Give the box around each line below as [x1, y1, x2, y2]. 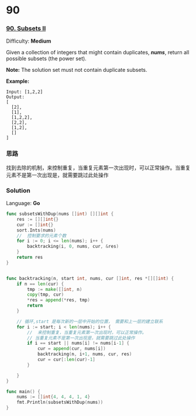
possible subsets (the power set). [6, 55, 87, 62]
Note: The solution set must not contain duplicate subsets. [6, 67, 147, 74]
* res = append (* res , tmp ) [27, 297, 91, 303]
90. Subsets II [6, 25, 46, 33]
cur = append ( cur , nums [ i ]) [37, 346, 106, 352]
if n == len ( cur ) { [16, 281, 64, 287]
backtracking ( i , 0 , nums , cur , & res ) [27, 244, 119, 249]
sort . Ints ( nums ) [16, 227, 57, 233]
